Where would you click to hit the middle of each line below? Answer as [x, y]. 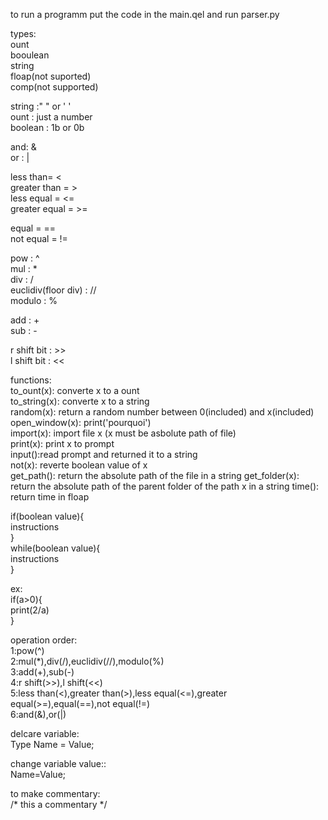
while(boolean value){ [55, 548]
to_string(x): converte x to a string [80, 401]
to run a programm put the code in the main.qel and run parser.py [145, 14]
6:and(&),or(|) [38, 714]
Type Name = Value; [52, 744]
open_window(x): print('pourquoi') [81, 422]
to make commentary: [55, 793]
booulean [30, 55]
